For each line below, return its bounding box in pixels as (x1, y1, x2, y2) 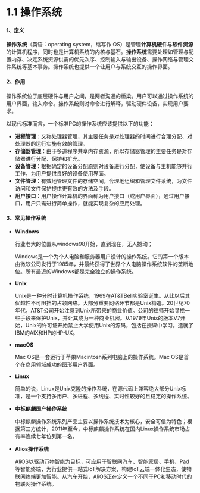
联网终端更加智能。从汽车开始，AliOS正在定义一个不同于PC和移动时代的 (14, 473, 192, 480)
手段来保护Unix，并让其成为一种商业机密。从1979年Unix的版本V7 (20, 314, 180, 322)
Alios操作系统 (14, 445, 49, 453)
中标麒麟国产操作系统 (14, 405, 67, 412)
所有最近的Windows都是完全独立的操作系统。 (25, 267, 137, 274)
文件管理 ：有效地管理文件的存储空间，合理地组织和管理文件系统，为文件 (14, 177, 192, 185)
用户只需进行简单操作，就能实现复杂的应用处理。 (25, 199, 146, 207)
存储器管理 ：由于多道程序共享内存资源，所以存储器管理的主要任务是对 (14, 147, 187, 155)
